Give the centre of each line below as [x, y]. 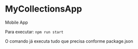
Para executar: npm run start [34, 32]
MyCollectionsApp [44, 9]
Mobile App [16, 22]
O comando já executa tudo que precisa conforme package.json [69, 41]
